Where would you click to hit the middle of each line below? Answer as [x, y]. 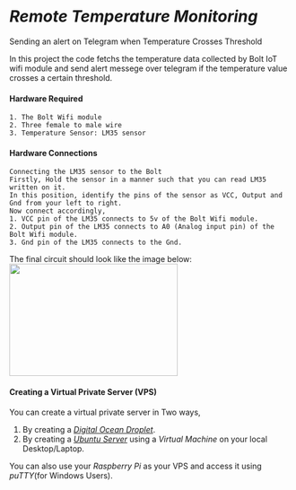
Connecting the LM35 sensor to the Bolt [86, 172]
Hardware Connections [53, 153]
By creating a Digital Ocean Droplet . [89, 429]
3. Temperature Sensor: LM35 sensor [78, 133]
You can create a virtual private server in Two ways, [105, 412]
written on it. [38, 188]
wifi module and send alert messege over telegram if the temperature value [148, 68]
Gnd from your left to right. [66, 204]
